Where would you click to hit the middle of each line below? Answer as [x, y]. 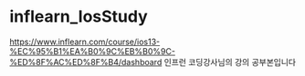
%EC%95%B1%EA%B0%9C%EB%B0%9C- [93, 51]
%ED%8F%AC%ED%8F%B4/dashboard [86, 62]
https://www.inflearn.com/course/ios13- [85, 42]
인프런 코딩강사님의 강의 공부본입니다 [230, 62]
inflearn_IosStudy [79, 17]
